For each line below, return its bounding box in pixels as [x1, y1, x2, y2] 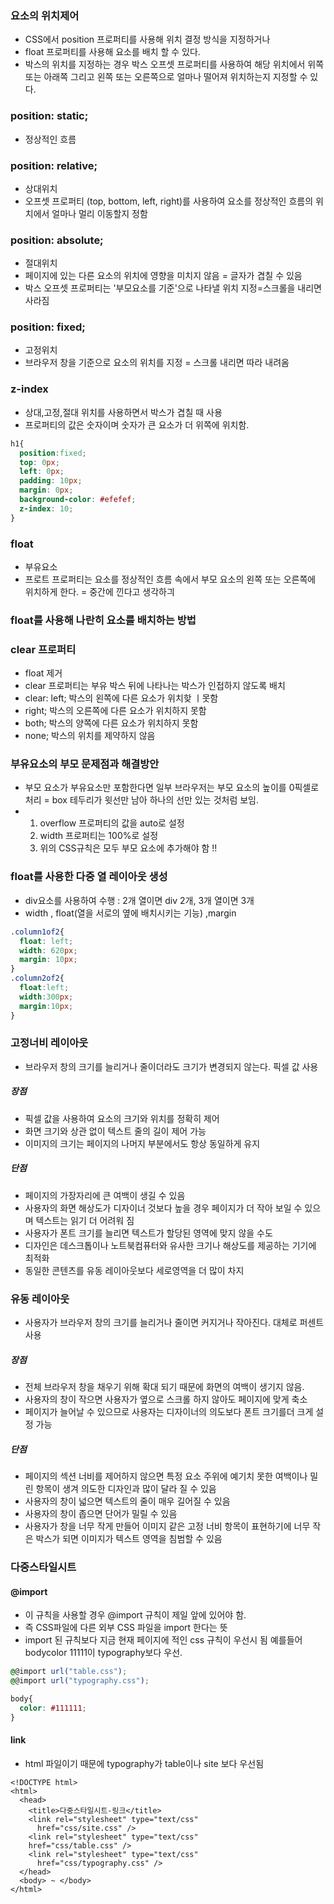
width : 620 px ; [19, 945, 78, 956]
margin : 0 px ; [19, 485, 74, 496]
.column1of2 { [10, 927, 65, 937]
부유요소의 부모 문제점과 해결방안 [10, 757, 160, 771]
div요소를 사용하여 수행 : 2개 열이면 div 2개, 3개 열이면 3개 [24, 894, 255, 906]
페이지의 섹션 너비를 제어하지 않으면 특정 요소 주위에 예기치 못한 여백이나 [24, 1470, 308, 1482]
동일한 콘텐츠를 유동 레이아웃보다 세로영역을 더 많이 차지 [24, 1264, 245, 1276]
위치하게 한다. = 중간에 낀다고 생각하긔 [24, 585, 175, 597]
